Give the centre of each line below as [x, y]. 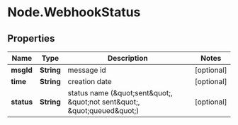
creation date [90, 82]
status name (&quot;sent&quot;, [120, 93]
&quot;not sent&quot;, [104, 102]
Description [127, 58]
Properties [31, 38]
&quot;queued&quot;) [103, 111]
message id [87, 70]
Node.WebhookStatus [74, 12]
